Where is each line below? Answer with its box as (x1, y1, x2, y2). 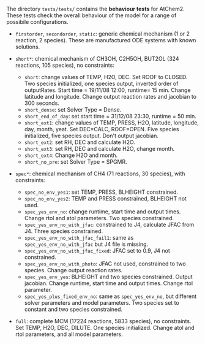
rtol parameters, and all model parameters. (15, 331, 124, 338)
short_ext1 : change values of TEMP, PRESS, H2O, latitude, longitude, (24, 119, 199, 126)
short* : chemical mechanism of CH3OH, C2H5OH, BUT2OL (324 (15, 55, 179, 62)
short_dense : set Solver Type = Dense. (24, 106, 122, 113)
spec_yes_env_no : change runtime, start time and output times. (24, 208, 181, 215)
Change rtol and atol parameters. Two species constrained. (24, 215, 174, 221)
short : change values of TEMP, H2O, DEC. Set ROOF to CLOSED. (24, 74, 188, 80)
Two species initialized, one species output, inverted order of (24, 80, 179, 87)
